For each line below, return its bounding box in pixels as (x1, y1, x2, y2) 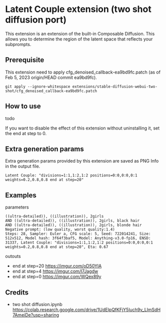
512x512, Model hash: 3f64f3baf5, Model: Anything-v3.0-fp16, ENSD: (5, 236, 151, 241)
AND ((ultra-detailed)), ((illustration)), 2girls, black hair (5, 218, 140, 223)
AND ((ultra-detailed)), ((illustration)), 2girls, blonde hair (5, 222, 142, 228)
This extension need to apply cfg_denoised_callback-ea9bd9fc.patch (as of (5, 69, 161, 75)
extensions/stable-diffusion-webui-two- (72, 84, 157, 89)
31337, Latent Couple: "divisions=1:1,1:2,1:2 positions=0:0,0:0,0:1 (5, 240, 153, 245)
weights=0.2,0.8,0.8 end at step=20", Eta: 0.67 (5, 244, 108, 249)
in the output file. (5, 163, 40, 169)
